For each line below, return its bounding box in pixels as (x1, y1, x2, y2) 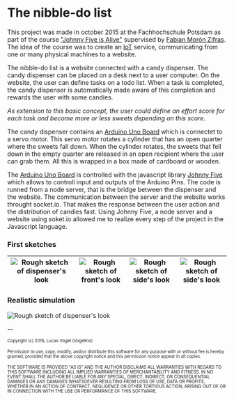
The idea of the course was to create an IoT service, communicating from (7, 42, 218, 51)
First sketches (7, 239, 57, 249)
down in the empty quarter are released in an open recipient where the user (7, 150, 225, 158)
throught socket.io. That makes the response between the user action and (7, 200, 219, 208)
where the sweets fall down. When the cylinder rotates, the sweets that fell (7, 142, 221, 150)
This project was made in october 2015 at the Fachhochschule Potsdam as (7, 28, 221, 36)
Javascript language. (7, 222, 68, 230)
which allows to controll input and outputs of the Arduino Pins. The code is (7, 177, 221, 186)
